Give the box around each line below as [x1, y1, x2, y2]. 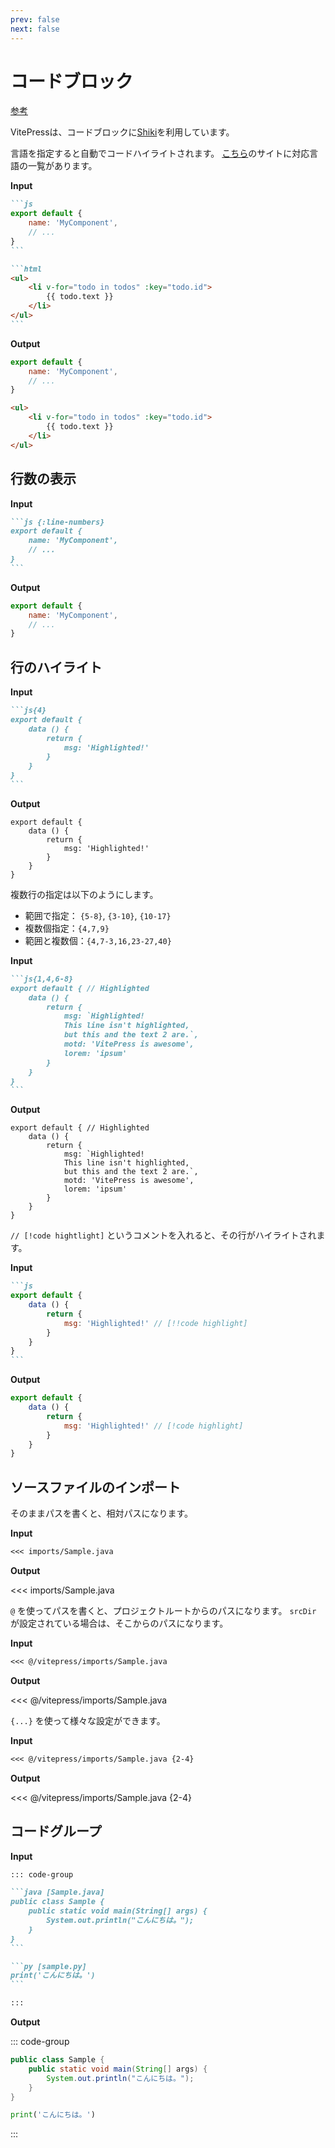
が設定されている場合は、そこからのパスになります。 [10, 1617, 229, 1629]
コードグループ [10, 1823, 102, 1840]
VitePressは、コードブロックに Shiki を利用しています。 [10, 126, 235, 138]
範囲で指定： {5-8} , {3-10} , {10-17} [24, 909, 172, 921]
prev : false [10, 14, 60, 25]
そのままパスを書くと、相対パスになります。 [10, 1507, 194, 1520]
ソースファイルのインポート [10, 1479, 181, 1496]
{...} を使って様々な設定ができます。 [10, 1714, 166, 1726]
